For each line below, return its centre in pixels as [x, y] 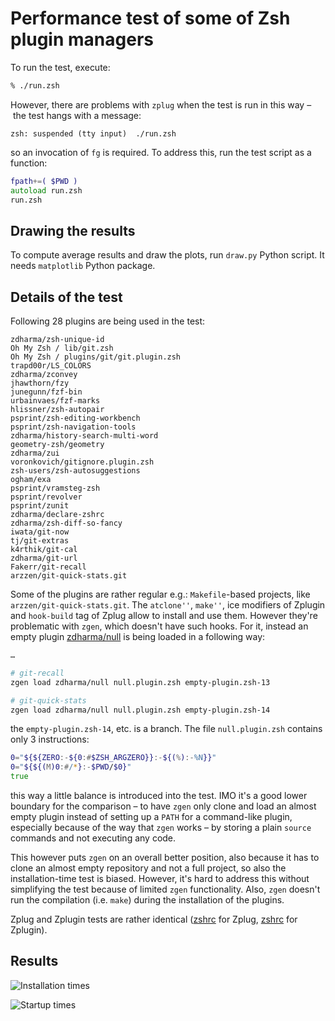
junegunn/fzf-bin [46, 392]
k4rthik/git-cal [44, 550]
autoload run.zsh [46, 190]
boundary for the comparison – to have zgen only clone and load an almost [163, 806]
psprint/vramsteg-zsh [55, 488]
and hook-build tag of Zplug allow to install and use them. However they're [164, 616]
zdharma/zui [35, 453]
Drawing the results [73, 230]
